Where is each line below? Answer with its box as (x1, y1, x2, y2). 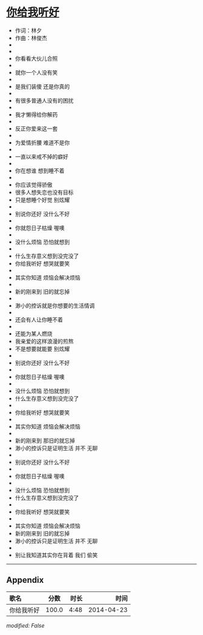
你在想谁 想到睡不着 (14, 167, 65, 174)
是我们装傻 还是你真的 (14, 82, 70, 90)
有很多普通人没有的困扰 (14, 96, 74, 104)
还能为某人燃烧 (14, 330, 53, 337)
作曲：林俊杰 (14, 34, 47, 41)
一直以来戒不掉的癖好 (14, 153, 68, 160)
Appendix (6, 575, 44, 585)
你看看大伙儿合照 (14, 55, 58, 62)
